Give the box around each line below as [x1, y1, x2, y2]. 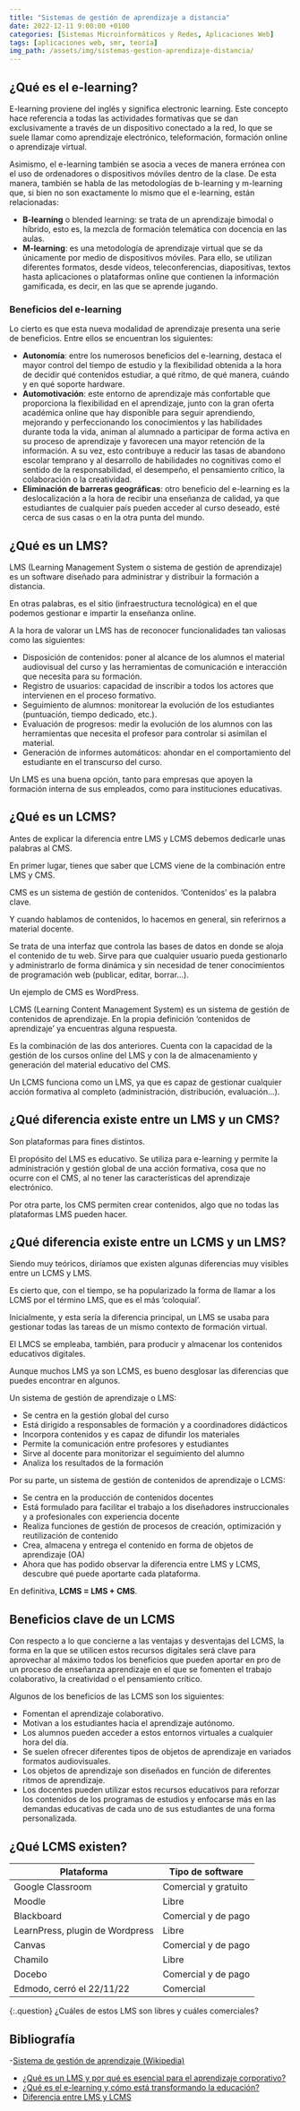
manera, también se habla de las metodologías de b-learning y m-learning [9, 177, 283, 188]
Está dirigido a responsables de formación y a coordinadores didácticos [21, 1420, 288, 1430]
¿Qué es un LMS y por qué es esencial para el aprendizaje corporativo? [21, 2072, 287, 2083]
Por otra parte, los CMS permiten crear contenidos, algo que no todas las [9, 1199, 279, 1210]
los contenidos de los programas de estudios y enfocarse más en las [21, 1794, 277, 1805]
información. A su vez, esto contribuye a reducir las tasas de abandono [21, 445, 286, 457]
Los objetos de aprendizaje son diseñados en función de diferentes [21, 1765, 271, 1776]
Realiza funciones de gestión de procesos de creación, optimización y [21, 1521, 282, 1532]
